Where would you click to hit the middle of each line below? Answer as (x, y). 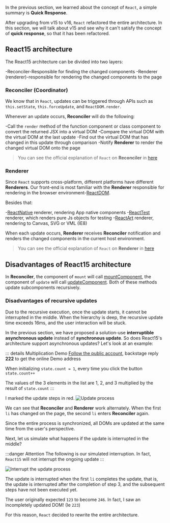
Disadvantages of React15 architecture (68, 264)
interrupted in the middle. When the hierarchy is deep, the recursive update (84, 317)
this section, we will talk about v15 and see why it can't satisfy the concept (83, 28)
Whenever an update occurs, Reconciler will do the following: (70, 117)
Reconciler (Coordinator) (37, 90)
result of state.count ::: (30, 388)
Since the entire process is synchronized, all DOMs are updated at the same (85, 423)
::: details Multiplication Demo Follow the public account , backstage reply (82, 353)
